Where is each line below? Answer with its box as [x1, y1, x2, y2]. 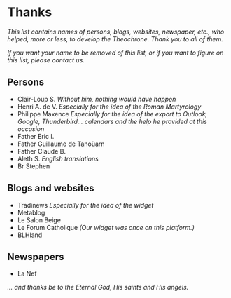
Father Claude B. [17, 147, 66, 155]
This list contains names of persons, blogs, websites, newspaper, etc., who [7, 27, 225, 36]
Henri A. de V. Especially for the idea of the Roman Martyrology [17, 102, 202, 111]
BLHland [17, 231, 43, 239]
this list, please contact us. [7, 55, 85, 64]
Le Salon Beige [17, 215, 62, 224]
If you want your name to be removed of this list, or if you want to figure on [7, 48, 224, 57]
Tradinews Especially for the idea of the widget [17, 201, 154, 209]
